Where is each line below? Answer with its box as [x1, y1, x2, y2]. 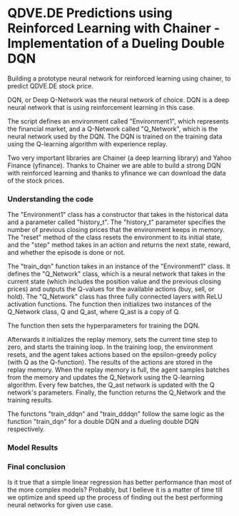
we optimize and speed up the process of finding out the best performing [7, 493, 223, 502]
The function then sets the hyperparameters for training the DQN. [7, 321, 200, 330]
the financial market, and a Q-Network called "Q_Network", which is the [7, 124, 218, 133]
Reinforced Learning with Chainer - [7, 20, 220, 36]
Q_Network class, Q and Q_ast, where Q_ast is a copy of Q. [7, 308, 180, 316]
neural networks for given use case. [7, 501, 113, 510]
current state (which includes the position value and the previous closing [7, 277, 221, 286]
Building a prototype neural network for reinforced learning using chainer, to [7, 74, 231, 83]
